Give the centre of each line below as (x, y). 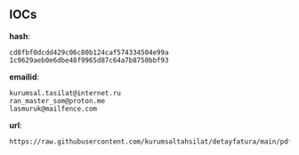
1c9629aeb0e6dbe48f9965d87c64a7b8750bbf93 (89, 60)
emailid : (24, 77)
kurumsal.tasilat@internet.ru (65, 93)
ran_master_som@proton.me (57, 101)
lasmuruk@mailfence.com (53, 109)
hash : (20, 36)
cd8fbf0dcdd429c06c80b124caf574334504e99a (89, 53)
